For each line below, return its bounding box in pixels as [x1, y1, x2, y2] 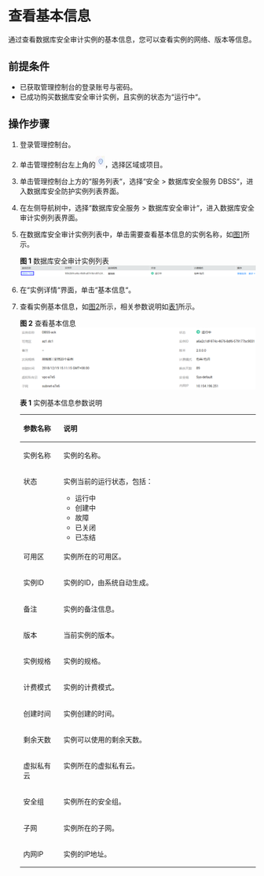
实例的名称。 [63, 450, 105, 460]
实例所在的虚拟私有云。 [63, 761, 140, 771]
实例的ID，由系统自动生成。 [63, 578, 153, 588]
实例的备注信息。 [63, 604, 119, 614]
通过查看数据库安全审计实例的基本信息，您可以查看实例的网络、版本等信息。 [8, 35, 256, 44]
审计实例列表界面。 [19, 213, 82, 222]
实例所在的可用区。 [63, 552, 126, 562]
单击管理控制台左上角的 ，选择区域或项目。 [19, 159, 167, 169]
